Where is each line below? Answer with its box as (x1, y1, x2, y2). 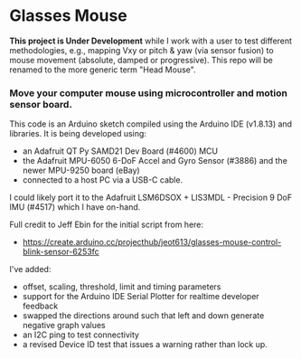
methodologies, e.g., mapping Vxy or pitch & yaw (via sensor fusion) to (9, 44, 274, 55)
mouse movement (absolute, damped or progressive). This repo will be (9, 54, 273, 65)
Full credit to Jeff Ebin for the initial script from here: (9, 219, 204, 231)
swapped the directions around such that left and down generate (22, 310, 265, 321)
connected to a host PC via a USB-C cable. (22, 175, 183, 185)
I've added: (9, 264, 52, 275)
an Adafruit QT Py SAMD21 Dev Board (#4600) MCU (22, 146, 219, 156)
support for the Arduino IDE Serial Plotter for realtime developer (22, 291, 259, 302)
